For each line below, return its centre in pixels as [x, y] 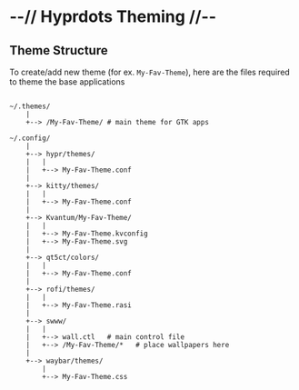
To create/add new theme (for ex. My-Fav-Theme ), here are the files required [150, 72]
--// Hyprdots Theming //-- [113, 17]
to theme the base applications [67, 82]
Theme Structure [59, 50]
